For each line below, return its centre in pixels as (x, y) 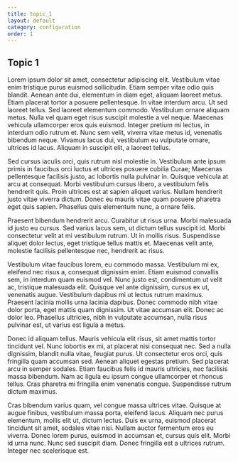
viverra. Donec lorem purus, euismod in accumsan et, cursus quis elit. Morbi (119, 436)
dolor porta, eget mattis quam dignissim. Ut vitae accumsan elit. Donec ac (115, 310)
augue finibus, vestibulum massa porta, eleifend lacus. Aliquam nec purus (115, 413)
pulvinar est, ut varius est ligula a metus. (66, 325)
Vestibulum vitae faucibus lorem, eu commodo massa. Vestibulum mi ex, (113, 264)
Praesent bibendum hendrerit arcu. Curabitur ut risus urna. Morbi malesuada (119, 220)
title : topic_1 (30, 14)
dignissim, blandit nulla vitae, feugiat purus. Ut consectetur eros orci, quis (115, 354)
